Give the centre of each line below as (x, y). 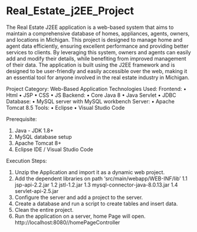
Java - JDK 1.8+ (34, 130)
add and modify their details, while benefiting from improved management (96, 58)
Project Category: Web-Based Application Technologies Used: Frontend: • (96, 89)
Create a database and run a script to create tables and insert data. (96, 203)
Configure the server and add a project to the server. (79, 197)
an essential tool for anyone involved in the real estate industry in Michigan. (98, 77)
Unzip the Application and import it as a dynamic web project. (90, 172)
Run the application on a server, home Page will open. (80, 216)
